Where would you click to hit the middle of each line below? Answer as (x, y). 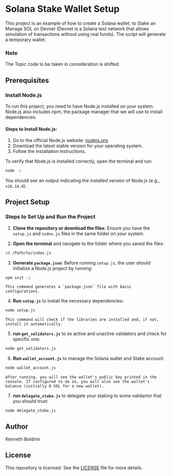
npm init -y (18, 278)
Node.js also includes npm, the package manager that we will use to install (84, 112)
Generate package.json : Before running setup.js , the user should (82, 262)
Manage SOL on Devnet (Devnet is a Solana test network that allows (77, 28)
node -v (14, 171)
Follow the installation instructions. (49, 151)
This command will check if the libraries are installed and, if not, (82, 320)
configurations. (23, 291)
